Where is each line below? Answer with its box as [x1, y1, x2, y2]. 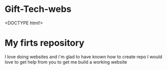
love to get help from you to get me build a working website [4, 59, 127, 65]
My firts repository [4, 37, 84, 49]
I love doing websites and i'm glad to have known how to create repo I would [4, 54, 162, 60]
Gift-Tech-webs [4, 3, 71, 15]
